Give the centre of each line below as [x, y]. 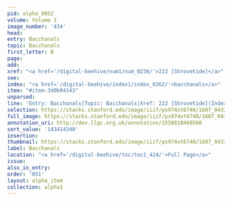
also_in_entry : [29, 167]
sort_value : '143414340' [43, 129]
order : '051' [26, 174]
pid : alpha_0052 [30, 13]
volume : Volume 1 [32, 20]
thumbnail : [23, 142]
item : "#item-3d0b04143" [43, 90]
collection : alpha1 [35, 187]
